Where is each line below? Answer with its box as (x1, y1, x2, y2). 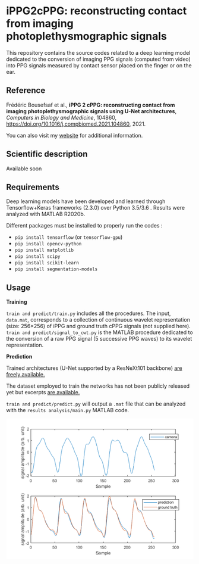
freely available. (6, 371, 45, 378)
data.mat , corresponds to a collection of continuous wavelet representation (6, 316, 190, 323)
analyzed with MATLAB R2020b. (6, 210, 86, 218)
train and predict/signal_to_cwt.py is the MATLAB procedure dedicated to (6, 329, 193, 336)
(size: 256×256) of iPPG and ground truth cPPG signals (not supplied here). (6, 323, 191, 330)
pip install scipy (14, 254, 61, 260)
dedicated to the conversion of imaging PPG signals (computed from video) (6, 55, 191, 63)
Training (6, 298, 28, 306)
